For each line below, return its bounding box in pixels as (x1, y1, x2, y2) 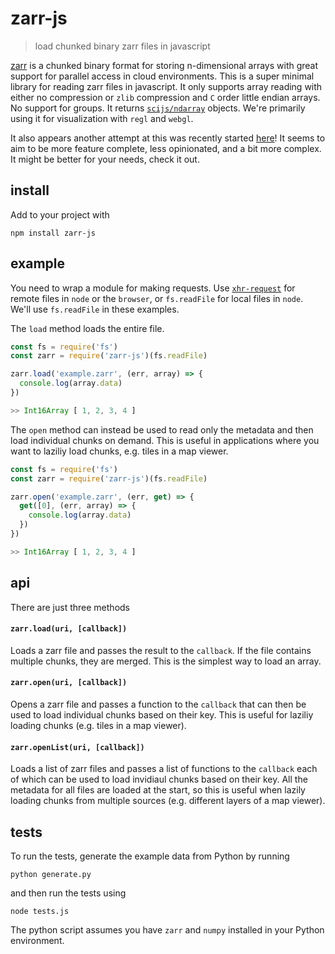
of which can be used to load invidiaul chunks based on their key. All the (10, 773, 308, 786)
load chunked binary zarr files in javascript (34, 40, 211, 52)
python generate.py (10, 870, 92, 880)
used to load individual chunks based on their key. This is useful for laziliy (10, 709, 314, 721)
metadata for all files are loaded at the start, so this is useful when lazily (10, 784, 306, 796)
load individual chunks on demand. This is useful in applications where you (10, 434, 320, 446)
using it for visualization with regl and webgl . (10, 112, 194, 124)
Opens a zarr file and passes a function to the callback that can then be (10, 698, 307, 711)
